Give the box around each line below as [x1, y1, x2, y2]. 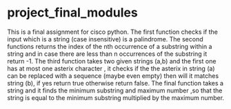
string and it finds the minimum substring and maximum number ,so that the [7, 86, 223, 95]
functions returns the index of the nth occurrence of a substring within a [7, 42, 212, 50]
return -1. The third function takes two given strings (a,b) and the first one [7, 57, 217, 65]
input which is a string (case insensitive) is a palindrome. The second [7, 34, 203, 43]
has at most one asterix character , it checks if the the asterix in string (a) [7, 64, 215, 72]
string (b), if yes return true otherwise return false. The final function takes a [7, 79, 224, 87]
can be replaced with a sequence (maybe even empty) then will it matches [7, 71, 219, 80]
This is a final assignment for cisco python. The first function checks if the [7, 28, 219, 36]
